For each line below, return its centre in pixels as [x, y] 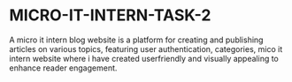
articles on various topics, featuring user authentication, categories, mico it [146, 48]
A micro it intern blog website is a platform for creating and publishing [136, 40]
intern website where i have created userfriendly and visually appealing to [144, 58]
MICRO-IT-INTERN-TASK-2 [110, 15]
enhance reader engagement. [63, 68]
